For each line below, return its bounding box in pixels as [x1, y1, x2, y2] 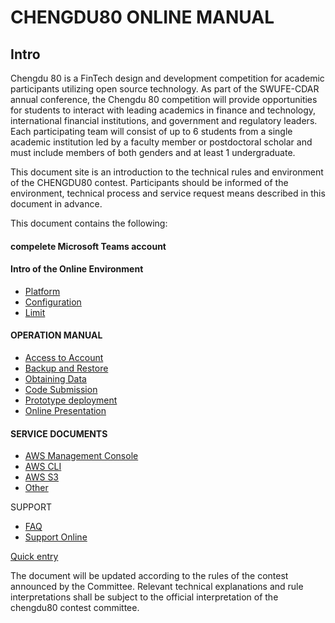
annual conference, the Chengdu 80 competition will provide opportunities [10, 94, 318, 105]
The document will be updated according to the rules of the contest [10, 570, 289, 582]
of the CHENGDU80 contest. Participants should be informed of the [10, 177, 289, 188]
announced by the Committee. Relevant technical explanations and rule [10, 581, 304, 593]
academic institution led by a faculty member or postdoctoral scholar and [10, 136, 313, 148]
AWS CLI [24, 461, 62, 473]
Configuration [24, 296, 82, 308]
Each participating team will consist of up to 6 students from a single [10, 126, 293, 137]
